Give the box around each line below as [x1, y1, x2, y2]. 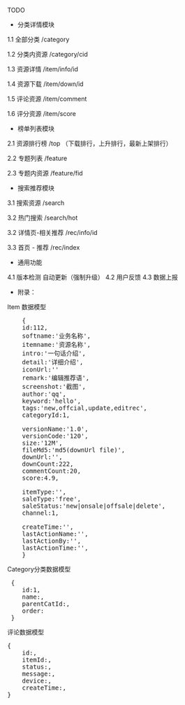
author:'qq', [22, 390, 66, 398]
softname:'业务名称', [22, 332, 91, 340]
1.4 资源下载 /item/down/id [7, 80, 84, 88]
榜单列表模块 [17, 124, 54, 132]
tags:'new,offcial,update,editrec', [22, 404, 148, 412]
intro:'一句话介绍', [22, 350, 86, 357]
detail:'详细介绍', [22, 358, 84, 366]
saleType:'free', [22, 495, 82, 503]
